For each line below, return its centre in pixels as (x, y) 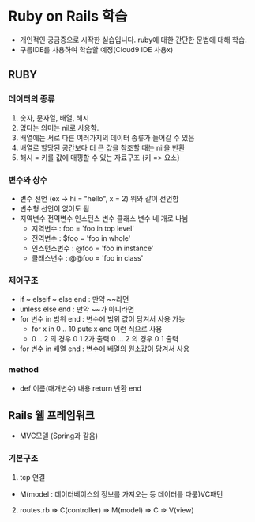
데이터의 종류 (32, 99)
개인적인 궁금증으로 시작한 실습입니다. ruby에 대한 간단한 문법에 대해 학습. (133, 40)
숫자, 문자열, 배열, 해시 (54, 118)
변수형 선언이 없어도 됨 (54, 208)
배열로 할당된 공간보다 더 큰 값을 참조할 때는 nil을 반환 (102, 147)
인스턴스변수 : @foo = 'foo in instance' (92, 248)
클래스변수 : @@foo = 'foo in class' (87, 257)
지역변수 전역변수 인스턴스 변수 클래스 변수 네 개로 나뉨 (104, 218)
